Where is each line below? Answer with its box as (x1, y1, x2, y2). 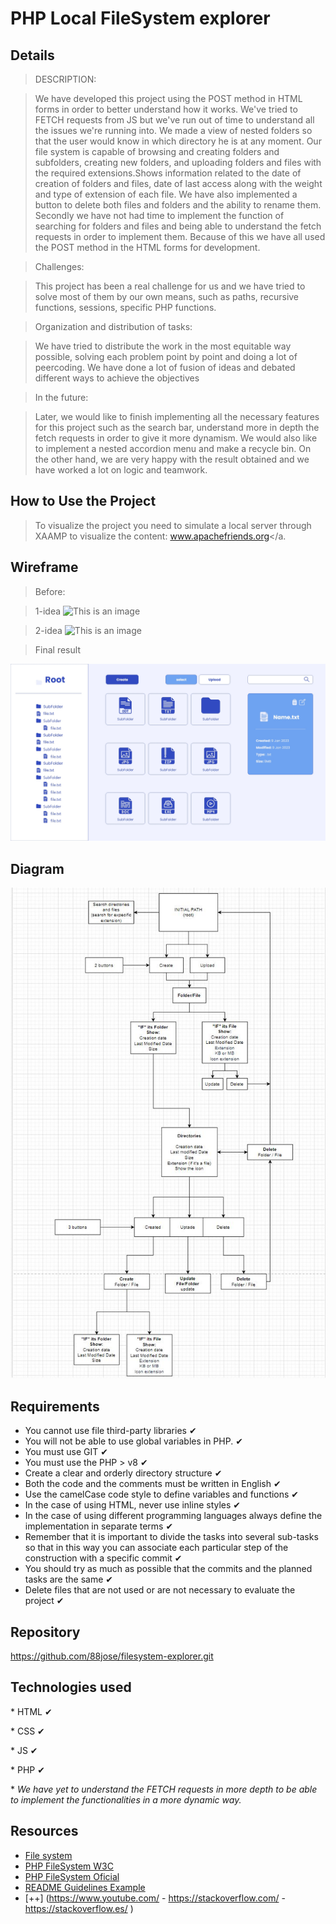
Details (10, 47, 55, 64)
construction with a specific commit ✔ (24, 1552, 183, 1564)
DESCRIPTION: (34, 73, 97, 85)
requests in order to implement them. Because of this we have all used (34, 231, 326, 242)
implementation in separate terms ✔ (24, 1520, 174, 1532)
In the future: (34, 392, 89, 403)
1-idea (34, 605, 62, 617)
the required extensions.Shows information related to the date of (34, 167, 302, 179)
